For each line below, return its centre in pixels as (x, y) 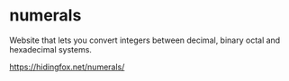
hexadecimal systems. (51, 49)
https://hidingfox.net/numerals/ (67, 67)
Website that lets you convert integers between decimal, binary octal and (145, 40)
